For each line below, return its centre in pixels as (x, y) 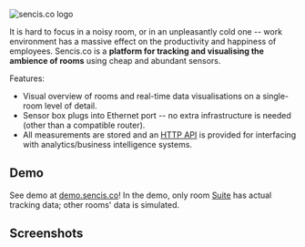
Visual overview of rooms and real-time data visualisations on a (142, 96)
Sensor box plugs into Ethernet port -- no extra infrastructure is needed (157, 115)
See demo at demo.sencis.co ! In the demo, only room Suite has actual (141, 195)
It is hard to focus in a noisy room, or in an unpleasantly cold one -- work (146, 31)
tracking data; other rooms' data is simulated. (95, 204)
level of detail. (71, 106)
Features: (27, 78)
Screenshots (46, 234)
